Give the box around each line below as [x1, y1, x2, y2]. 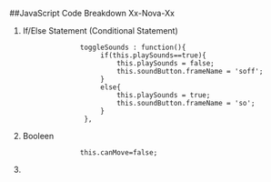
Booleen [22, 131, 55, 141]
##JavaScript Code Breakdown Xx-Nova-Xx [9, 8, 176, 18]
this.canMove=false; [80, 148, 158, 157]
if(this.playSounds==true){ [99, 51, 206, 60]
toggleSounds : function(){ [80, 43, 186, 52]
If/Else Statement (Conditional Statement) [22, 25, 179, 35]
